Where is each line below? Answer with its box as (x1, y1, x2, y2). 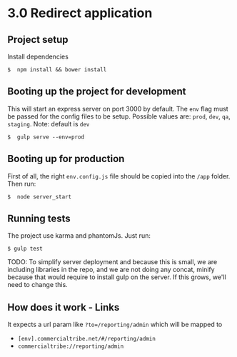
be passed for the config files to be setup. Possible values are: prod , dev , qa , (7, 112, 231, 121)
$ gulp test (7, 245, 43, 253)
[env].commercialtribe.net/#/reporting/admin (17, 336, 156, 343)
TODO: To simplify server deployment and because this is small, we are (7, 258, 218, 266)
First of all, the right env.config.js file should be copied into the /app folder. (7, 171, 231, 180)
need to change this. (7, 281, 68, 289)
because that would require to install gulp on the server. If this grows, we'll (7, 273, 226, 281)
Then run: (7, 179, 36, 188)
